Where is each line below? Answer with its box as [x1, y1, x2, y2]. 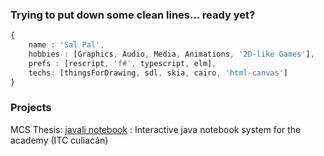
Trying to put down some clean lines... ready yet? [10, 8, 256, 22]
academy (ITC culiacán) [10, 134, 109, 146]
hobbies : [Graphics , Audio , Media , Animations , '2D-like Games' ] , [28, 49, 315, 60]
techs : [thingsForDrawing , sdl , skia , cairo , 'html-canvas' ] [28, 68, 288, 78]
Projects [10, 101, 52, 115]
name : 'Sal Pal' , [28, 40, 105, 50]
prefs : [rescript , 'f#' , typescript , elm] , [28, 58, 217, 68]
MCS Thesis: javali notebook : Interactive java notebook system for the [10, 123, 302, 135]
